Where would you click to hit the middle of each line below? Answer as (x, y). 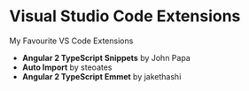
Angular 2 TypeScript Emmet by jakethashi (101, 76)
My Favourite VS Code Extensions (71, 41)
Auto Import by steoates (67, 67)
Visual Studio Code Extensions (125, 16)
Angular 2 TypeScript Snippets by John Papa (106, 57)
